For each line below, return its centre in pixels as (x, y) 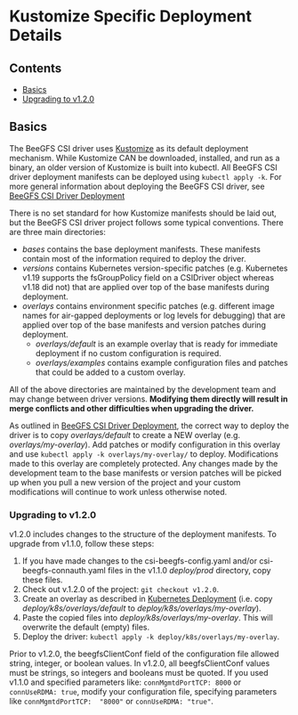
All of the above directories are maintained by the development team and (143, 389)
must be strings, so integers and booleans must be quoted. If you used (139, 673)
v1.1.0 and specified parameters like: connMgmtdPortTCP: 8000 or (125, 682)
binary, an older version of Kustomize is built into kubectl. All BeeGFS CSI (143, 167)
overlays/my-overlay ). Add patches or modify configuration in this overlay (145, 444)
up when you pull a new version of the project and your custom (125, 482)
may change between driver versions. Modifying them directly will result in (149, 399)
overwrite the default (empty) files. (86, 627)
